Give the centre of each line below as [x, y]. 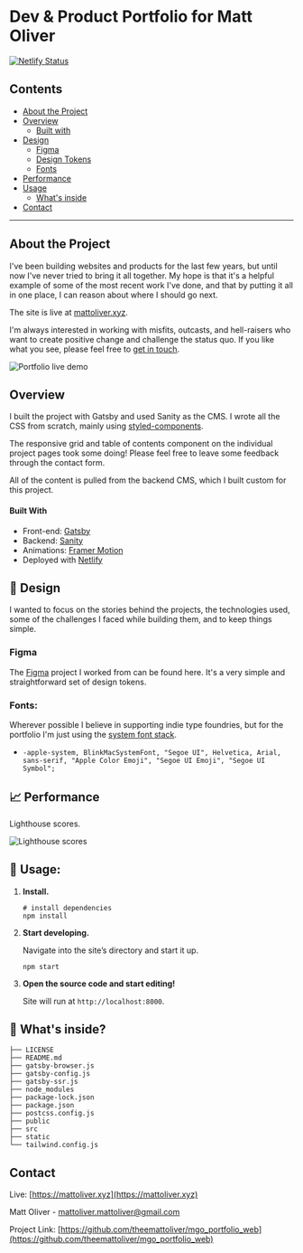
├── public [30, 1121]
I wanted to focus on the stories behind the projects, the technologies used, [150, 610]
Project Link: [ [35, 1229]
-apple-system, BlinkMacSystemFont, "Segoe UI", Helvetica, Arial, [151, 752]
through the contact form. [57, 463]
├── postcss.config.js [52, 1114]
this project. [32, 490]
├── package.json [42, 1106]
